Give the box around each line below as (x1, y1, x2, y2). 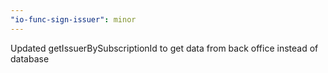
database (10, 52, 50, 65)
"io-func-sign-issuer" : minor (10, 14, 137, 25)
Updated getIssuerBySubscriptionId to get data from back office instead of (10, 42, 319, 54)
